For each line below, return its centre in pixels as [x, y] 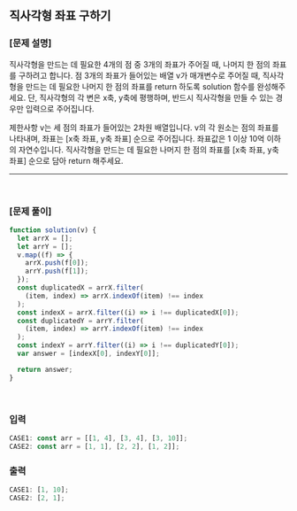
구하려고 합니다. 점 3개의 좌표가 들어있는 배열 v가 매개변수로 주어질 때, [139, 75]
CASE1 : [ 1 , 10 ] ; [39, 490]
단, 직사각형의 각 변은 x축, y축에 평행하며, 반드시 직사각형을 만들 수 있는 [151, 97]
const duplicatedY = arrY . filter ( [80, 321]
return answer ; [45, 369]
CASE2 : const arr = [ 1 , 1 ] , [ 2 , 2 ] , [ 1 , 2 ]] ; [95, 446]
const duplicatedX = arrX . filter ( [80, 288]
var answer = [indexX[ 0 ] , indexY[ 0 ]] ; [89, 354]
